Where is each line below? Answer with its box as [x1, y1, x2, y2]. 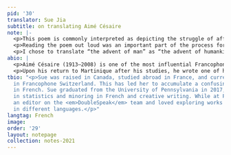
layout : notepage [7, 131, 57, 138]
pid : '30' [7, 10, 36, 17]
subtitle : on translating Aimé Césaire [7, 23, 122, 29]
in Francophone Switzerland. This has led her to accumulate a [13, 80, 198, 87]
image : [7, 118, 26, 126]
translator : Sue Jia [7, 16, 67, 23]
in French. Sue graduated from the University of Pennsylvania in [13, 86, 208, 93]
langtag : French [7, 112, 54, 119]
